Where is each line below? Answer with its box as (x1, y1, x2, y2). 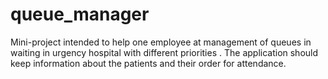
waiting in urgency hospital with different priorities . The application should (10, 46, 319, 58)
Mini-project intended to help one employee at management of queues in (10, 36, 312, 48)
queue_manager (10, 3, 150, 26)
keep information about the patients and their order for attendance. (10, 57, 287, 69)
